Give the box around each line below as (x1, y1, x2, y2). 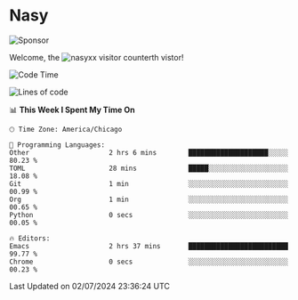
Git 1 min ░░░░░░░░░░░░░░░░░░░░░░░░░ (9, 179, 289, 188)
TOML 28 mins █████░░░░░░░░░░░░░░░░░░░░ (9, 164, 289, 173)
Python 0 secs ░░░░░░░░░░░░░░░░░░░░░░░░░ (9, 210, 289, 219)
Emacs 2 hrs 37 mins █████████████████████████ (9, 241, 289, 250)
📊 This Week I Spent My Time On (9, 104, 135, 115)
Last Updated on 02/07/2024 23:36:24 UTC (9, 280, 171, 291)
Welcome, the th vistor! (9, 52, 184, 62)
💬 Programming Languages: (9, 140, 105, 150)
